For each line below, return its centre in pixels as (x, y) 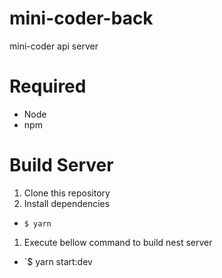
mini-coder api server (54, 46)
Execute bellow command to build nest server (118, 242)
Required (48, 86)
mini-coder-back (81, 18)
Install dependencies (67, 203)
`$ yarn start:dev (58, 261)
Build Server (61, 165)
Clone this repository (67, 193)
